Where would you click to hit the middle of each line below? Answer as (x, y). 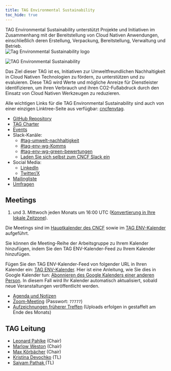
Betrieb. (14, 46)
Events (20, 129)
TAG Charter (26, 124)
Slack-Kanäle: (27, 135)
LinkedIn (29, 168)
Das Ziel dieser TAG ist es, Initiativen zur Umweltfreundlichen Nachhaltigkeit (85, 71)
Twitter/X (30, 173)
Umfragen (23, 184)
